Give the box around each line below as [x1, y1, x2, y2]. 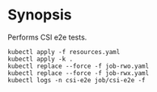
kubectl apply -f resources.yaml [7, 48, 121, 56]
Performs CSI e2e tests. [7, 32, 87, 42]
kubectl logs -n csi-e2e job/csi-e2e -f [7, 76, 146, 84]
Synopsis [7, 6, 72, 24]
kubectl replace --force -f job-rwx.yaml [7, 69, 150, 77]
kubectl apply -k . [7, 55, 74, 63]
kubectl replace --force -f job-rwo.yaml [7, 62, 150, 70]
